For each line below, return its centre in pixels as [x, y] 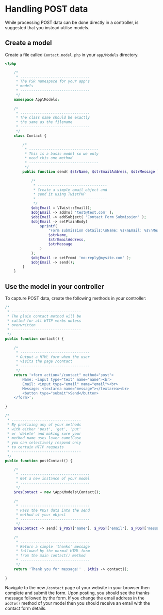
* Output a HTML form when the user [53, 357]
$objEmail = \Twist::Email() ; [61, 208]
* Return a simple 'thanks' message [53, 546]
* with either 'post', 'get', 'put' [44, 429]
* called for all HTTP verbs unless [44, 321]
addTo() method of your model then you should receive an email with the [78, 603]
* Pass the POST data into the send [53, 510]
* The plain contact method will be [44, 316]
